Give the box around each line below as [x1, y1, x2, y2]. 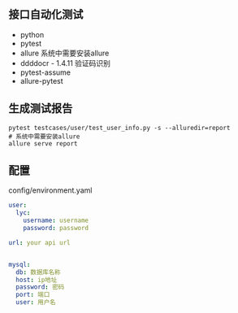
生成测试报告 [8, 102, 73, 115]
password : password [23, 224, 89, 233]
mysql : [8, 260, 31, 268]
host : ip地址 [15, 276, 58, 284]
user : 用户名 [15, 298, 56, 306]
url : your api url [8, 238, 71, 246]
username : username [23, 216, 89, 225]
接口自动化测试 [8, 7, 84, 22]
